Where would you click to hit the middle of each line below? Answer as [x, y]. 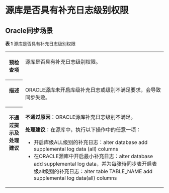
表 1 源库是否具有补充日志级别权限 [40, 44]
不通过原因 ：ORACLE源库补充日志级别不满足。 [80, 117]
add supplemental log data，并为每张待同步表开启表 [95, 164]
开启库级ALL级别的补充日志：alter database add [91, 142]
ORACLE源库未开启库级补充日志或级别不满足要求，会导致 [93, 90]
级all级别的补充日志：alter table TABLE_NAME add [93, 171]
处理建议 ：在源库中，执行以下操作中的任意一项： [83, 129]
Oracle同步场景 [29, 31]
